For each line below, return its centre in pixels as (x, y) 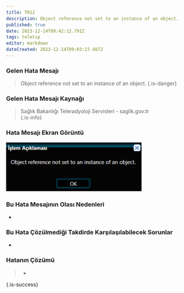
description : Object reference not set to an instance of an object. (93, 18)
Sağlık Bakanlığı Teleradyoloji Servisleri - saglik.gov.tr (85, 111)
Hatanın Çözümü (30, 260)
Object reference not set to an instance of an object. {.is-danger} (98, 84)
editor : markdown (27, 43)
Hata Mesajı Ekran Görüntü (45, 133)
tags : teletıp (23, 37)
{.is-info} (31, 118)
